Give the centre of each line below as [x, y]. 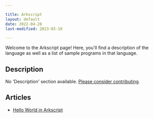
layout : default [22, 19]
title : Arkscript [24, 14]
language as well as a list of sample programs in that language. [71, 53]
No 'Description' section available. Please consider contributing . [73, 82]
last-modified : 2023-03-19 [34, 29]
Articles [18, 98]
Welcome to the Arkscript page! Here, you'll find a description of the [77, 48]
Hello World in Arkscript [38, 110]
